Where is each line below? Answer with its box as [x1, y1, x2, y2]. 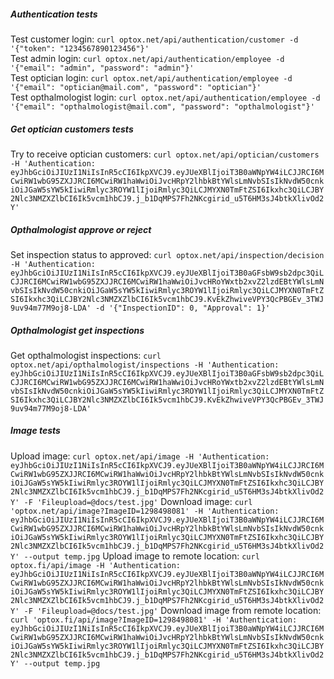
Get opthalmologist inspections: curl [10, 349, 162, 361]
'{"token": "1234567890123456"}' [10, 43, 150, 54]
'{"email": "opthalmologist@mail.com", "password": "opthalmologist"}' [10, 101, 315, 112]
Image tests [10, 425, 61, 437]
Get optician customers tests [10, 123, 134, 135]
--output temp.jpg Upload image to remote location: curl [23, 550, 260, 562]
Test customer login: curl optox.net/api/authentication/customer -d [10, 33, 299, 45]
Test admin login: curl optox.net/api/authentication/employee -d [10, 52, 285, 64]
